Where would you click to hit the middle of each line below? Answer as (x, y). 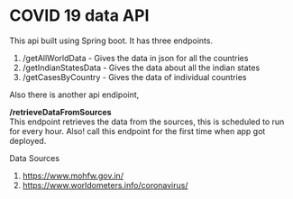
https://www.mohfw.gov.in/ (73, 176)
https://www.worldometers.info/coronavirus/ (105, 185)
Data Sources (35, 158)
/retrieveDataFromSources (60, 112)
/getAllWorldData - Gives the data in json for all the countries (135, 58)
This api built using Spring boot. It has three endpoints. (111, 41)
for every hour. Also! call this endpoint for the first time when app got (137, 131)
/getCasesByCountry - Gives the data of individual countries (134, 77)
